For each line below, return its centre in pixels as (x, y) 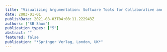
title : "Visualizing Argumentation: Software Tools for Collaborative (80, 10)
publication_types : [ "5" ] (32, 28)
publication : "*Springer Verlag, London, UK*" (54, 42)
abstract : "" (19, 33)
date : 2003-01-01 (23, 14)
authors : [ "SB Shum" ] (28, 24)
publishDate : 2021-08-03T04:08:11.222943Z (50, 19)
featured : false (22, 38)
